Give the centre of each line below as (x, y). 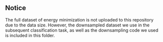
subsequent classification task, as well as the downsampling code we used (82, 30)
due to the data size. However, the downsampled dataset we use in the (78, 25)
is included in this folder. (30, 35)
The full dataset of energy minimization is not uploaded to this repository (79, 20)
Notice (16, 8)
